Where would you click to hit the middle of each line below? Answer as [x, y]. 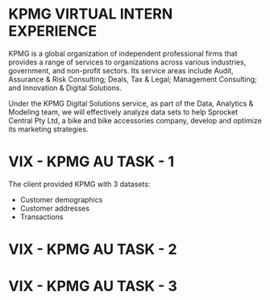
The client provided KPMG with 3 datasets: [79, 184]
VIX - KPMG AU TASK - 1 [91, 162]
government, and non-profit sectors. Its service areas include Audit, [121, 70]
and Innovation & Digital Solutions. [65, 87]
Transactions [42, 217]
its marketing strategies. [48, 129]
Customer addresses [55, 208]
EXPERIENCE [53, 31]
